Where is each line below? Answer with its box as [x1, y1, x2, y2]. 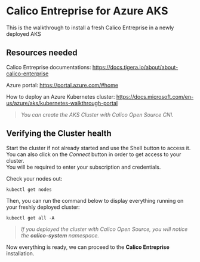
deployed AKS [6, 30, 41, 37]
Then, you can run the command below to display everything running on [6, 197, 184, 204]
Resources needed [6, 48, 78, 58]
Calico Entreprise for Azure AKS [6, 4, 168, 18]
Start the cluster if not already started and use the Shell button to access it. [6, 144, 191, 151]
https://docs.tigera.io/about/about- [92, 63, 179, 71]
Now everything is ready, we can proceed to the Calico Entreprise [6, 243, 170, 251]
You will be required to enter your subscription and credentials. [6, 163, 161, 170]
